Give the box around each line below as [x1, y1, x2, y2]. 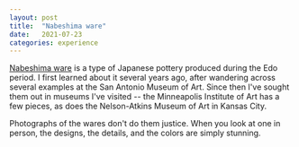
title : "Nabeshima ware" [9, 22, 106, 30]
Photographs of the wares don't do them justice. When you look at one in [9, 118, 281, 129]
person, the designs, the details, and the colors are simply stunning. [9, 127, 261, 139]
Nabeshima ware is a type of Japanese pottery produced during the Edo [9, 63, 278, 73]
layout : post [9, 13, 59, 22]
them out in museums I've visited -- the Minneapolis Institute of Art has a [9, 91, 280, 102]
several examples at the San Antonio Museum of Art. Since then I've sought [9, 82, 290, 92]
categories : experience [9, 38, 99, 48]
